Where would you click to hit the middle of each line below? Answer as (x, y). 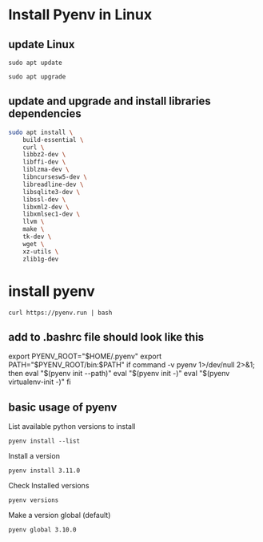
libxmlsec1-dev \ (52, 214)
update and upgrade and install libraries (110, 101)
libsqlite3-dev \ (52, 192)
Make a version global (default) (60, 516)
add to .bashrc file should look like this (106, 337)
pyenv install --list (44, 441)
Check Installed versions (49, 486)
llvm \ (34, 222)
